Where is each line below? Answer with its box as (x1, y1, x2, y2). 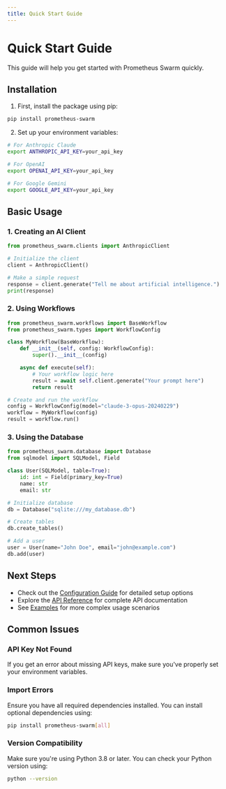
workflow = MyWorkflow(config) (7, 409, 98, 416)
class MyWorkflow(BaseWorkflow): (7, 339, 105, 346)
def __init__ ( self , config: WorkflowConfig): (20, 345, 155, 353)
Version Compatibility (7, 738, 83, 748)
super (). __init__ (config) (32, 352, 108, 359)
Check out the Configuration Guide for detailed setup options (17, 588, 194, 597)
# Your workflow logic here (32, 371, 114, 378)
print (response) (7, 287, 54, 294)
